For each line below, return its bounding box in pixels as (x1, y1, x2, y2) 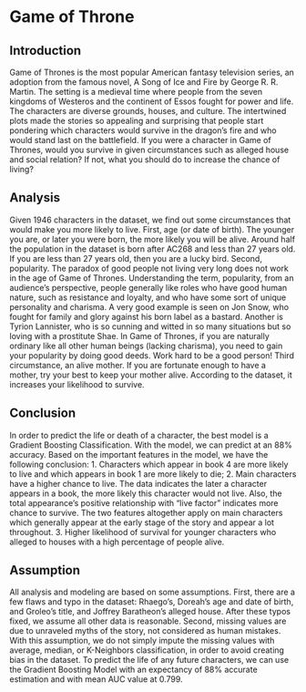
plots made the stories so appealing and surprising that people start (9, 116, 264, 126)
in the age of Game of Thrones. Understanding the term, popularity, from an (9, 272, 294, 284)
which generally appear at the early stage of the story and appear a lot (9, 517, 275, 528)
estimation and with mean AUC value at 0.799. (9, 674, 184, 685)
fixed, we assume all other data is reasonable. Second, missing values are (9, 615, 287, 626)
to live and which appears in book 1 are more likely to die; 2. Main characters (9, 468, 297, 480)
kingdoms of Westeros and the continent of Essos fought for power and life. (9, 96, 294, 107)
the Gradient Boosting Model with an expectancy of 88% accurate (9, 664, 258, 676)
